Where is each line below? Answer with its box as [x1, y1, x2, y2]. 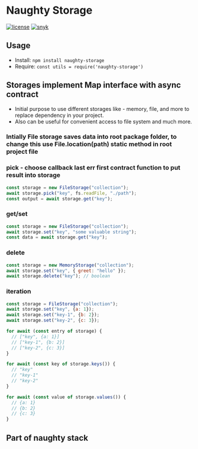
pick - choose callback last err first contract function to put [6, 163, 181, 172]
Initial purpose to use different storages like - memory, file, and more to [14, 105, 190, 112]
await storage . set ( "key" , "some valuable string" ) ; [6, 229, 137, 235]
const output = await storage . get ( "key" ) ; [6, 196, 113, 202]
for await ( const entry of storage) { [6, 329, 102, 335]
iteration [6, 287, 32, 296]
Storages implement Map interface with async [6, 80, 181, 90]
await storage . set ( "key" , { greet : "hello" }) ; [6, 268, 127, 274]
